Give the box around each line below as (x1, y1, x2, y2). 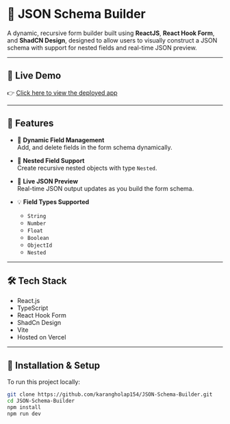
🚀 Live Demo (7, 70, 62, 82)
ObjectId (27, 242, 53, 249)
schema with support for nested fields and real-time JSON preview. (7, 43, 197, 52)
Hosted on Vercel (16, 333, 66, 342)
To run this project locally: (7, 378, 81, 386)
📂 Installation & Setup (7, 359, 101, 371)
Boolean (27, 234, 49, 241)
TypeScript (16, 304, 49, 312)
